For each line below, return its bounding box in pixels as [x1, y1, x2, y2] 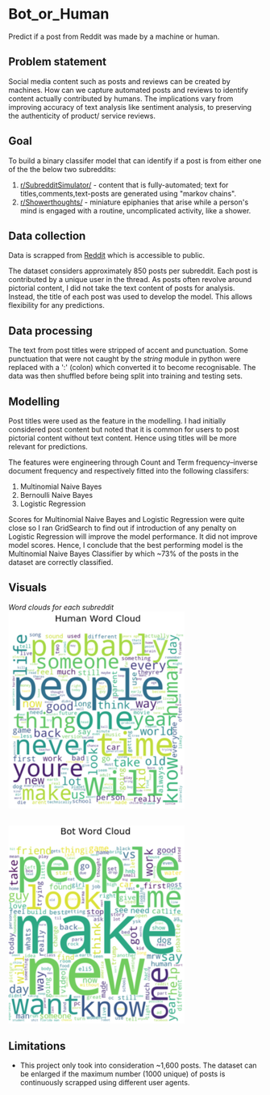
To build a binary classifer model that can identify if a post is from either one [8, 155, 262, 166]
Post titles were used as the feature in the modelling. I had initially [8, 416, 226, 425]
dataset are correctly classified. [8, 558, 114, 566]
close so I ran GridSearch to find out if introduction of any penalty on [8, 523, 237, 533]
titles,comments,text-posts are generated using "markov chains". [19, 188, 236, 198]
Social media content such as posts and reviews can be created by [8, 76, 231, 86]
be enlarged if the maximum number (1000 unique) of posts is [19, 1069, 226, 1079]
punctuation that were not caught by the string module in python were [8, 354, 241, 364]
